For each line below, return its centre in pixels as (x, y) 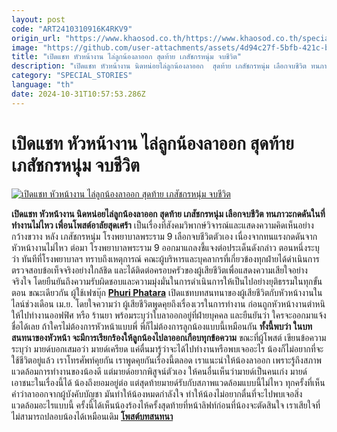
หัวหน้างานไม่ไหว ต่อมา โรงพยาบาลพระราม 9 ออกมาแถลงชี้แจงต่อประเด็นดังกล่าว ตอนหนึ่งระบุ (165, 247)
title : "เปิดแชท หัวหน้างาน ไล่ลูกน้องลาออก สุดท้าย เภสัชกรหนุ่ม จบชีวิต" (126, 57)
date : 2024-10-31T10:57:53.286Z (78, 94)
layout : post (38, 19)
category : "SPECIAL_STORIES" (72, 76)
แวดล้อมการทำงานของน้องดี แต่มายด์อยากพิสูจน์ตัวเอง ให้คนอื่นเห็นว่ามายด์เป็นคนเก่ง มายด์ (159, 371)
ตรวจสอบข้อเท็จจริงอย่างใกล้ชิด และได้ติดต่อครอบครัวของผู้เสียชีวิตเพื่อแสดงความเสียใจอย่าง (159, 270)
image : (25, 47)
